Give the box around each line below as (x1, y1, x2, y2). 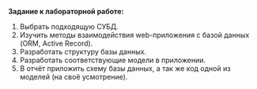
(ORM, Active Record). (19, 39, 93, 48)
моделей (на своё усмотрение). (19, 72, 128, 81)
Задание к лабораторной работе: (8, 7, 124, 16)
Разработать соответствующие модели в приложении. (19, 55, 206, 65)
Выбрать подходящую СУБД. (19, 22, 119, 31)
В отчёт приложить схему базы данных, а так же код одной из (19, 64, 231, 73)
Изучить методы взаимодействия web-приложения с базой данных (19, 31, 250, 39)
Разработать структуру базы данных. (19, 47, 147, 56)
